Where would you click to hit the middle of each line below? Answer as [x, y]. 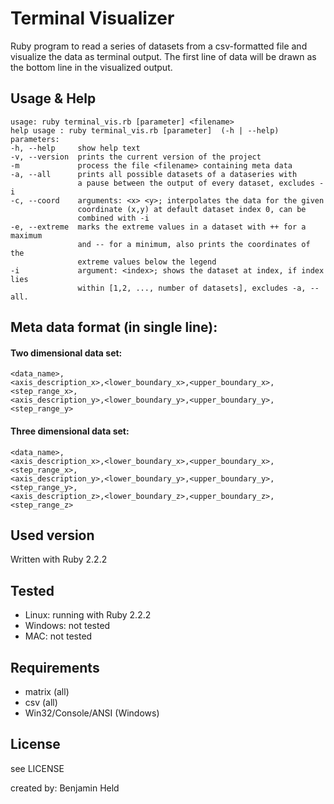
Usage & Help [53, 98]
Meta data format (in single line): [114, 327]
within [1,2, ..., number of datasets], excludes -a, [192, 288]
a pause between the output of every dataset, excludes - [201, 183]
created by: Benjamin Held [65, 788]
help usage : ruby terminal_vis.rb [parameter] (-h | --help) [145, 130]
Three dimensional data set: [70, 431]
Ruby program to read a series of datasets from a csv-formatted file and [159, 46]
